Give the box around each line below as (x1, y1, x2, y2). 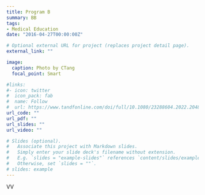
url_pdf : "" (6, 115, 37, 122)
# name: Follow (6, 99, 48, 105)
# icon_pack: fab (6, 93, 53, 99)
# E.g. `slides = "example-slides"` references (6, 155, 135, 161)
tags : (6, 20, 20, 26)
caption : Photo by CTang (12, 65, 75, 71)
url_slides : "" (6, 121, 45, 127)
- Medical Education (6, 26, 59, 32)
